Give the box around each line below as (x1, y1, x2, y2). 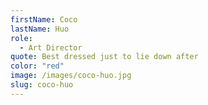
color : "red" (10, 61, 65, 71)
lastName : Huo (10, 24, 70, 34)
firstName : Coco (10, 14, 78, 25)
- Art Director (19, 42, 83, 53)
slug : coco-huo (10, 80, 74, 90)
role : (10, 33, 33, 43)
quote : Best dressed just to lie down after (10, 52, 199, 62)
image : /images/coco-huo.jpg (10, 71, 132, 81)
